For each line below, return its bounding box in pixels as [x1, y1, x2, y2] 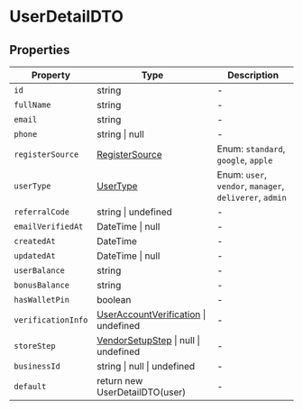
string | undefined [96, 205, 173, 218]
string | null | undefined [96, 360, 196, 372]
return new [96, 375, 143, 387]
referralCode [14, 207, 70, 217]
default [14, 381, 47, 391]
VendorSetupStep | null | [96, 334, 201, 346]
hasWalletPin [14, 295, 70, 305]
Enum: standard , [216, 142, 286, 155]
